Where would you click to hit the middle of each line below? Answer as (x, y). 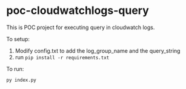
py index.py (21, 80)
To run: (15, 69)
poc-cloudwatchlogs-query (78, 11)
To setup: (18, 39)
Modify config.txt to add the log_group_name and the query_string (98, 51)
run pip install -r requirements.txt (62, 57)
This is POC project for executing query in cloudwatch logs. (81, 27)
